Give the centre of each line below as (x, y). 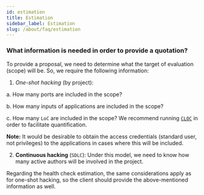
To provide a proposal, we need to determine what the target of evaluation (100, 64)
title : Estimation (30, 18)
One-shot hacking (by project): (54, 82)
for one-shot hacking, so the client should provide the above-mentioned (97, 180)
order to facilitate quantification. (47, 124)
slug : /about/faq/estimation (43, 29)
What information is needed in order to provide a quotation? (97, 51)
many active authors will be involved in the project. (79, 161)
